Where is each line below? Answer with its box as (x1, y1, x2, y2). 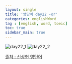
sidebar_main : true (5, 30, 46, 35)
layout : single (5, 7, 37, 12)
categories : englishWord (5, 16, 57, 21)
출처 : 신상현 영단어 (5, 54, 42, 60)
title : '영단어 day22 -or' (5, 12, 58, 17)
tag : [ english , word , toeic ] (5, 21, 68, 26)
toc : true (5, 26, 26, 31)
